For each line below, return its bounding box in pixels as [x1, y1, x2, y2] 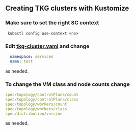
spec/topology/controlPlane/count [5, 92, 79, 97]
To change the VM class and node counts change [5, 81, 130, 88]
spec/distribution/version [5, 111, 63, 116]
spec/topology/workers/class [5, 106, 67, 111]
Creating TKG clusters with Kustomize [5, 4, 129, 13]
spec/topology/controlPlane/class [5, 96, 79, 102]
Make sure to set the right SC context [5, 19, 99, 26]
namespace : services [10, 54, 53, 59]
